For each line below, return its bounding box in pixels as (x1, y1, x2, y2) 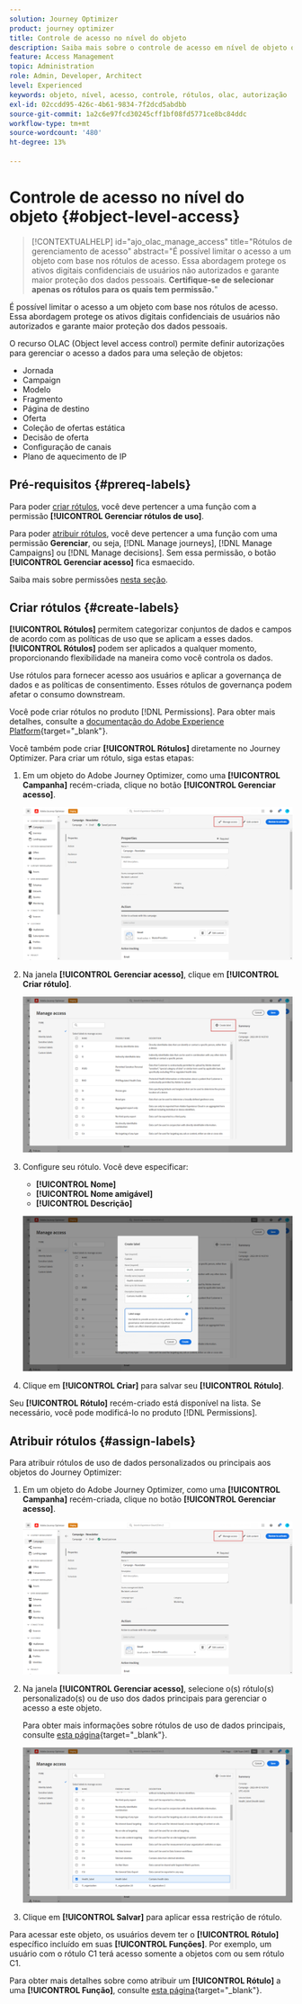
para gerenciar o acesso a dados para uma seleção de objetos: (9, 347, 244, 358)
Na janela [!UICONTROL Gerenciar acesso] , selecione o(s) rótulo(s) (22, 1683, 274, 1694)
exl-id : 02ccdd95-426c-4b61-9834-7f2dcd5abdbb (9, 100, 187, 109)
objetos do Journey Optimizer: (9, 1467, 122, 1478)
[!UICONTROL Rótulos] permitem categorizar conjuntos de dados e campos (9, 624, 292, 634)
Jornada (22, 364, 54, 375)
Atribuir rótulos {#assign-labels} (9, 1433, 196, 1449)
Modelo (22, 383, 51, 395)
